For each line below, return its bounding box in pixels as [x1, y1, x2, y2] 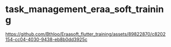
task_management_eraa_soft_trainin [5, 4, 164, 15]
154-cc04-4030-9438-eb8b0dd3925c [5, 36, 88, 42]
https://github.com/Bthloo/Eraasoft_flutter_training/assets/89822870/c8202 [5, 31, 166, 37]
